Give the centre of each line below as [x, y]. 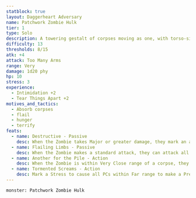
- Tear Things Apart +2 [40, 98]
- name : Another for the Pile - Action [60, 158]
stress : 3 [18, 82]
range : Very [20, 66]
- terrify [23, 126]
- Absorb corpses [32, 109]
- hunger [22, 120]
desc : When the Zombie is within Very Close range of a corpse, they [103, 164]
